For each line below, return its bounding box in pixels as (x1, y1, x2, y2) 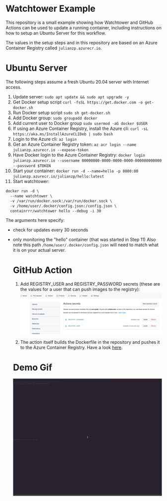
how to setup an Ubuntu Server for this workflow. (5, 30, 106, 36)
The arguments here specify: (5, 217, 65, 223)
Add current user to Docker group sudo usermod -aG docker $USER (12, 120, 148, 126)
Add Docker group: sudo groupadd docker (12, 115, 98, 121)
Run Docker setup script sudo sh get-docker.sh (12, 109, 111, 115)
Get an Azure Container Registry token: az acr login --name (12, 141, 137, 147)
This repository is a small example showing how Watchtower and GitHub (5, 19, 153, 25)
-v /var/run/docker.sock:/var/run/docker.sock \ (10, 199, 112, 203)
